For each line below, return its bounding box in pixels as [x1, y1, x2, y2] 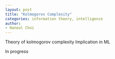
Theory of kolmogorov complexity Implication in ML [5, 39, 111, 45]
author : [5, 21, 21, 26]
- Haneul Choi [5, 26, 35, 30]
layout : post [5, 7, 32, 12]
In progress [5, 49, 29, 55]
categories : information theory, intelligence [5, 16, 103, 21]
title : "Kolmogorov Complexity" [5, 12, 72, 17]
